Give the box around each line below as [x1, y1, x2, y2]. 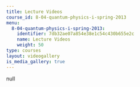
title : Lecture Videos [6, 8, 63, 15]
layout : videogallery [6, 53, 60, 59]
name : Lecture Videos [17, 36, 70, 42]
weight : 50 [17, 42, 44, 48]
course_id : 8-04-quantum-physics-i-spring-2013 [6, 14, 127, 20]
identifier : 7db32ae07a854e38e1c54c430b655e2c [17, 31, 135, 37]
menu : [6, 20, 20, 26]
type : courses [6, 48, 42, 54]
